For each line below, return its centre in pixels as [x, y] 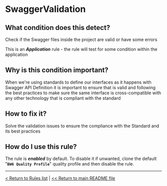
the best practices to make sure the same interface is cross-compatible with [83, 93]
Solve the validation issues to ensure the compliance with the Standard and [82, 126]
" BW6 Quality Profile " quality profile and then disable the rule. [70, 164]
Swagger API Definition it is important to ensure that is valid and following [80, 87]
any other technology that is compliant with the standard [63, 98]
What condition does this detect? [58, 28]
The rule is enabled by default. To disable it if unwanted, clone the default [81, 159]
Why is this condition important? [57, 70]
